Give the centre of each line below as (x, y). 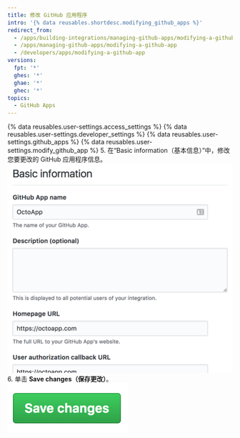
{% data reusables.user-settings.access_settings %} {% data (97, 127)
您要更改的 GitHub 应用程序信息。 (57, 159)
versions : (22, 61)
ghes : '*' (28, 75)
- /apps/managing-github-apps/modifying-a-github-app (95, 45)
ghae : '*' (28, 83)
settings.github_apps (38, 142)
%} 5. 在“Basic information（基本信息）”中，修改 (160, 151)
